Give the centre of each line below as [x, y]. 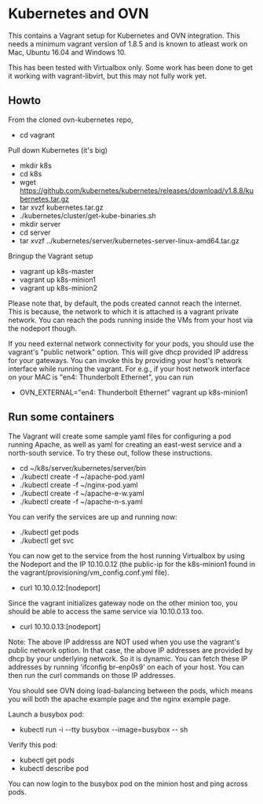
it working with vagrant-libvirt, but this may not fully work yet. [108, 76]
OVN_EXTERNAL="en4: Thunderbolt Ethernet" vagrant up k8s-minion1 [133, 392]
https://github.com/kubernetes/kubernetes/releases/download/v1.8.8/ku [136, 191]
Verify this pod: [33, 744]
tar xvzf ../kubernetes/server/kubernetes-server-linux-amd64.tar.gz [129, 240]
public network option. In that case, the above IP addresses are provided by [131, 650]
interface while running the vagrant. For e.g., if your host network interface [129, 369]
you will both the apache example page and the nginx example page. [119, 698]
